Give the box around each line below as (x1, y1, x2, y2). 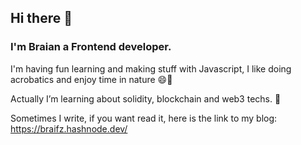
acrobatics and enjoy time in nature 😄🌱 (10, 73, 173, 85)
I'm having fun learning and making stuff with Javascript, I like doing (10, 62, 292, 75)
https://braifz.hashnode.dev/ (10, 122, 128, 135)
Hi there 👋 (10, 10, 73, 27)
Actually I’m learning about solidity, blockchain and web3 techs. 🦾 (10, 92, 282, 105)
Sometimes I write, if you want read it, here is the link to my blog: (10, 112, 278, 124)
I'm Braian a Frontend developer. (10, 40, 172, 54)
